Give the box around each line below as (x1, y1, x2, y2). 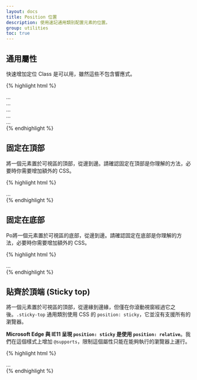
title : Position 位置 (6, 14, 57, 20)
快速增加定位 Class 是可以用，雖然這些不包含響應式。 (6, 70, 136, 77)
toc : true (6, 31, 30, 36)
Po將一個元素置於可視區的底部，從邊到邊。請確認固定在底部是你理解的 (6, 231, 177, 238)
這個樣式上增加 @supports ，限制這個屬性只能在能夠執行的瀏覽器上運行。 (16, 338, 191, 345)
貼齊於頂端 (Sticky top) (6, 287, 90, 297)
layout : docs (6, 8, 38, 15)
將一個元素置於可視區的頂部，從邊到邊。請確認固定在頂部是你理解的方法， (6, 160, 186, 167)
